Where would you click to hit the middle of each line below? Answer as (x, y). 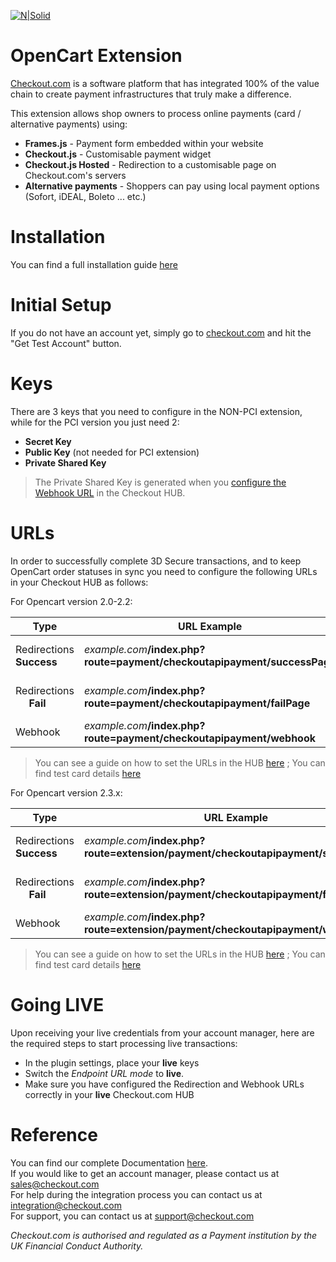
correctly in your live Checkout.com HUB (109, 1094)
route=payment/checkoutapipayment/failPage (197, 703)
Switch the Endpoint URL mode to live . (104, 1073)
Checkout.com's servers (75, 175)
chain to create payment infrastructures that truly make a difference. (151, 94)
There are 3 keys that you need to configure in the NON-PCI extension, (156, 411)
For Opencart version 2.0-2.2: (71, 601)
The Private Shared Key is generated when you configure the (160, 482)
